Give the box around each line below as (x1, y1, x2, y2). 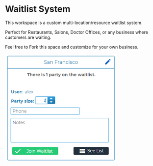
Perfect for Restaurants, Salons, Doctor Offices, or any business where (5, 29, 149, 35)
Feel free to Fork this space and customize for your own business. (5, 44, 139, 50)
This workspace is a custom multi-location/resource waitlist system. (5, 20, 143, 26)
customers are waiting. (5, 34, 51, 40)
